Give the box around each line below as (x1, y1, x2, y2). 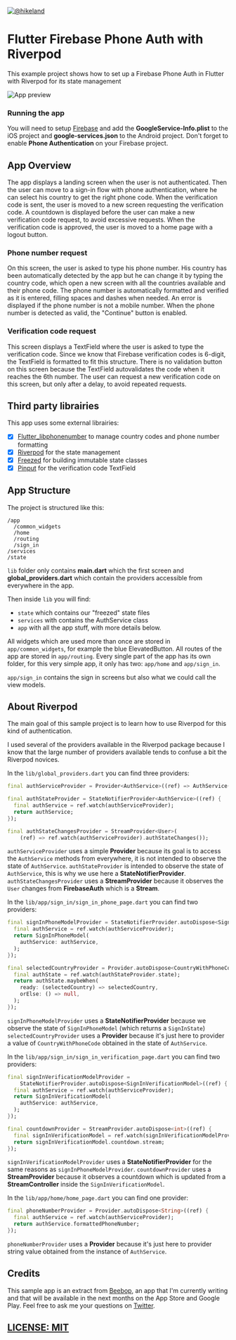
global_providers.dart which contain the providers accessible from (7, 573, 203, 582)
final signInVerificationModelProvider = (7, 1073, 131, 1080)
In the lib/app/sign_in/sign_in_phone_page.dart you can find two (7, 898, 199, 907)
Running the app (7, 108, 65, 117)
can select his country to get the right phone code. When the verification (7, 193, 218, 202)
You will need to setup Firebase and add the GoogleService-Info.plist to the (7, 124, 228, 133)
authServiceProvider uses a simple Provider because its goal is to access (7, 847, 221, 855)
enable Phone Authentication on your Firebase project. (7, 139, 169, 148)
